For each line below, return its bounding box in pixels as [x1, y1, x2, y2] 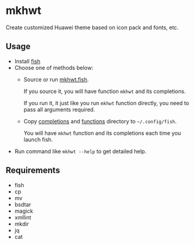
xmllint [14, 213, 32, 221]
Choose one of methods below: [14, 64, 94, 71]
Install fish [14, 57, 41, 64]
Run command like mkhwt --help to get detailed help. [14, 147, 147, 155]
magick [14, 207, 33, 215]
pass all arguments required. [23, 106, 95, 113]
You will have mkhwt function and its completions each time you [23, 129, 182, 137]
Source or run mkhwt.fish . [23, 75, 89, 83]
